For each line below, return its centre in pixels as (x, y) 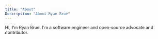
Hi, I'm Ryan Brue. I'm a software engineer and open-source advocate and (79, 27)
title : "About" (20, 9)
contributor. (17, 32)
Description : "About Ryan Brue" (38, 14)
